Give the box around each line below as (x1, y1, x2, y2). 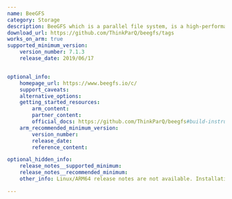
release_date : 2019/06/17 (19, 55, 95, 62)
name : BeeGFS (7, 10, 45, 17)
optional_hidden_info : (7, 156, 72, 163)
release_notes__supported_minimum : (19, 163, 122, 169)
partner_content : (32, 112, 81, 119)
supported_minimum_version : (7, 42, 88, 49)
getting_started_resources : (19, 99, 100, 106)
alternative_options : (19, 92, 81, 100)
